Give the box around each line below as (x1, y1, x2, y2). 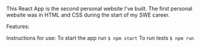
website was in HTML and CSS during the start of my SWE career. (6, 11, 170, 18)
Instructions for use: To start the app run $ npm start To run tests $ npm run (6, 35, 195, 41)
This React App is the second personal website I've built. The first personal (6, 5, 193, 12)
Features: (6, 23, 30, 30)
